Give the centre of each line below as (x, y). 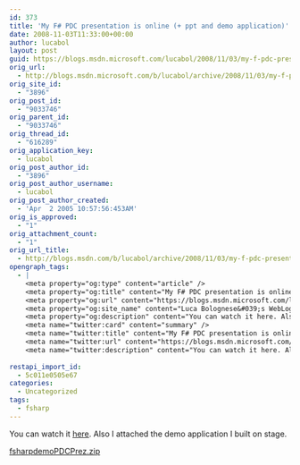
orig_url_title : (39, 250)
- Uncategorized (47, 392)
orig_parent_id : (39, 117)
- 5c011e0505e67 (47, 375)
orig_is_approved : (43, 217)
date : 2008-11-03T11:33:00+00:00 (71, 34)
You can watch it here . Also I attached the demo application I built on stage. (148, 434)
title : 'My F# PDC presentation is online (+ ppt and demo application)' (150, 26)
